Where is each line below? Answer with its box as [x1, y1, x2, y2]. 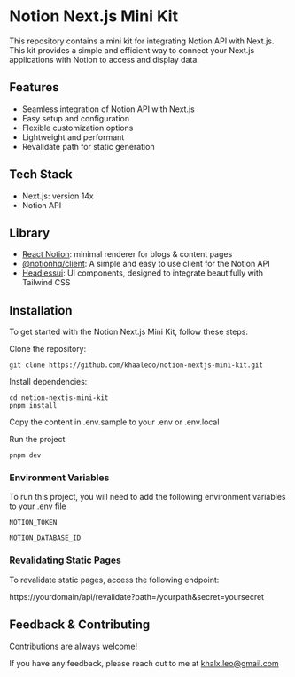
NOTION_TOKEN [9, 518, 58, 527]
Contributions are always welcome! [9, 641, 138, 651]
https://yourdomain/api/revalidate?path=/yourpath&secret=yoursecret [9, 591, 264, 602]
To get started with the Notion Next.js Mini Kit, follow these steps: [9, 326, 248, 338]
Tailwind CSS [21, 277, 71, 288]
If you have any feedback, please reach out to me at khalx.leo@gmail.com [9, 658, 279, 668]
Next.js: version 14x [21, 191, 95, 201]
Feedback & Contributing [9, 618, 151, 633]
